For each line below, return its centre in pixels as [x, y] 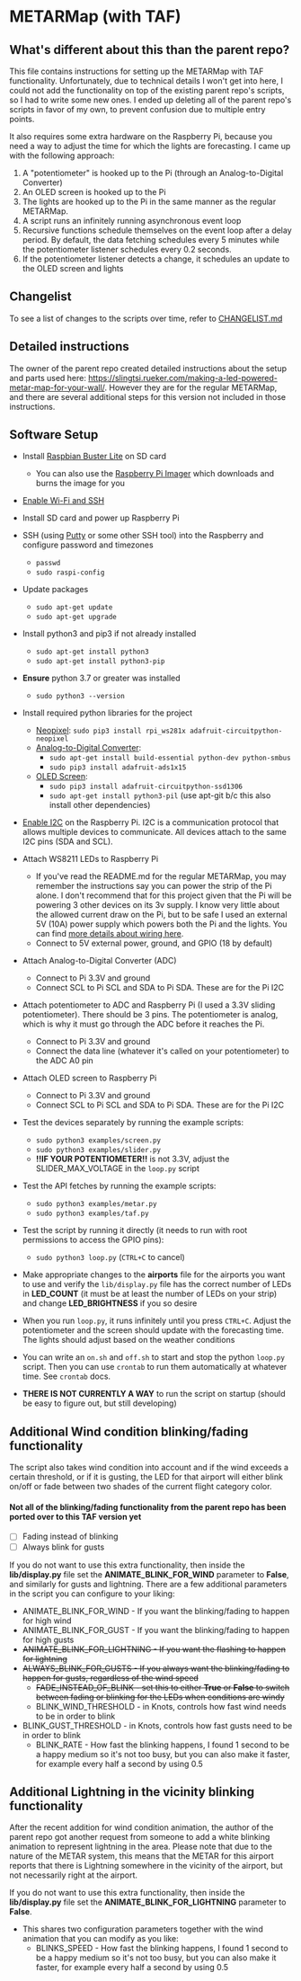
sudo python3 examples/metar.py [96, 1204]
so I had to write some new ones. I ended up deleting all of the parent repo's [150, 100]
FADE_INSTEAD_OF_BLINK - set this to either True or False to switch [163, 1687]
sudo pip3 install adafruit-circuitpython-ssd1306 [146, 787]
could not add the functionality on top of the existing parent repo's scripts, [147, 90]
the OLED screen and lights [73, 268]
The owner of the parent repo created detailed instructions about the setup [148, 368]
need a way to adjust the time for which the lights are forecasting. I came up [150, 146]
